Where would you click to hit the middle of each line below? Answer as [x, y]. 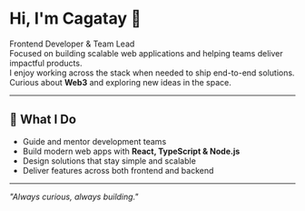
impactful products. [46, 63]
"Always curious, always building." [74, 196]
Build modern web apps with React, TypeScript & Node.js [131, 151]
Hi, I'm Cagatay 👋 [76, 19]
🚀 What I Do [43, 120]
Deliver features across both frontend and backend [118, 170]
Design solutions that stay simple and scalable [109, 161]
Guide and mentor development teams [94, 141]
